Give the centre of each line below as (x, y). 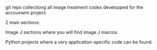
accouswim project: (26, 13)
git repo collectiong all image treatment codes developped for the (74, 7)
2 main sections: (23, 22)
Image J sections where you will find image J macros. (62, 32)
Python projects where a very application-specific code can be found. (79, 42)
